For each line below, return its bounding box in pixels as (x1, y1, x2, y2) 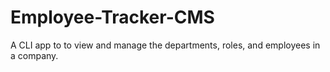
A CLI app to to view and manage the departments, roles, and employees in (10, 39, 321, 51)
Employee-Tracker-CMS (10, 6, 215, 29)
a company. (10, 49, 59, 61)
